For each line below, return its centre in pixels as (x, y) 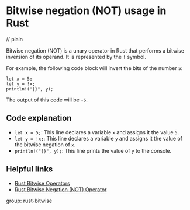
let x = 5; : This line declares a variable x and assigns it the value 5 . (97, 132)
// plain (15, 39)
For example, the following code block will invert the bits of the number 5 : (94, 68)
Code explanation (39, 118)
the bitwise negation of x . (45, 145)
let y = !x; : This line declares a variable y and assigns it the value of (99, 138)
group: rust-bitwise (29, 201)
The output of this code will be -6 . (47, 100)
